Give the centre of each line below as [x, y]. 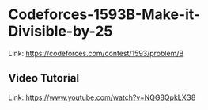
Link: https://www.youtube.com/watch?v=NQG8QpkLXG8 [102, 97]
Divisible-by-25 [61, 31]
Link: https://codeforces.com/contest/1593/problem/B [96, 53]
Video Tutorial [44, 78]
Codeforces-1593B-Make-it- [104, 15]
